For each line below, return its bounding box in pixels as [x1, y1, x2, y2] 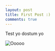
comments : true [5, 17, 37, 22]
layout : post [5, 7, 33, 13]
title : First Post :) [5, 12, 51, 17]
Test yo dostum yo [5, 31, 44, 37]
